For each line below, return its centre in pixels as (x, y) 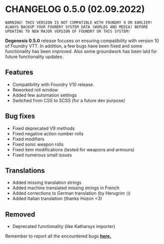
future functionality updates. (34, 57)
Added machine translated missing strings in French (66, 188)
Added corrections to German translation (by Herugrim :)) (71, 193)
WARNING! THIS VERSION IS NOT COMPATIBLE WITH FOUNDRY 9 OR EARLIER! (79, 23)
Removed (20, 214)
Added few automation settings (45, 95)
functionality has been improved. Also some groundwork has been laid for (81, 51)
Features (19, 72)
